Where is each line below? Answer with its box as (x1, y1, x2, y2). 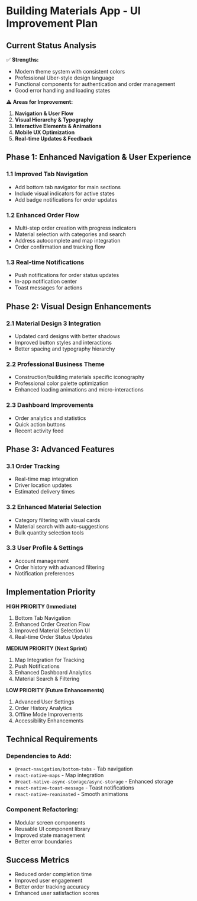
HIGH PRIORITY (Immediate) (6, 603, 77, 610)
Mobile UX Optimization (14, 129, 75, 136)
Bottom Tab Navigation (14, 614, 71, 621)
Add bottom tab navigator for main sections (14, 183, 121, 190)
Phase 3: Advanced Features (6, 444, 115, 454)
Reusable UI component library (14, 825, 91, 832)
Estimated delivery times (14, 488, 75, 495)
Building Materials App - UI (6, 4, 141, 18)
